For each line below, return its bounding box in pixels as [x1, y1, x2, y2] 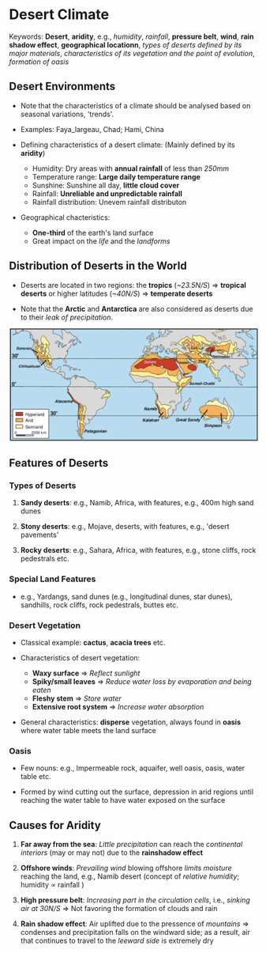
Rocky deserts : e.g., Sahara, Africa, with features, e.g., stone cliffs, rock [20, 546, 257, 555]
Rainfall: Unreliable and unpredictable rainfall [32, 188, 182, 199]
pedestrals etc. [20, 554, 69, 563]
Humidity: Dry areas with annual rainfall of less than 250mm [32, 164, 230, 173]
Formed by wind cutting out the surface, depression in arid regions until [20, 787, 254, 796]
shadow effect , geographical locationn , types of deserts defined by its [9, 40, 242, 49]
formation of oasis [9, 57, 69, 66]
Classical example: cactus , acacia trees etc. [20, 637, 166, 647]
